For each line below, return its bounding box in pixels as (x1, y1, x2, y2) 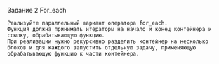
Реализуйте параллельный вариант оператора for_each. (7, 20, 168, 27)
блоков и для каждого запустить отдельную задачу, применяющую (7, 44, 197, 51)
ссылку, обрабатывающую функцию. (7, 32, 105, 39)
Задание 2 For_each (7, 6, 67, 14)
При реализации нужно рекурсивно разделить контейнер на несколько (7, 38, 209, 45)
